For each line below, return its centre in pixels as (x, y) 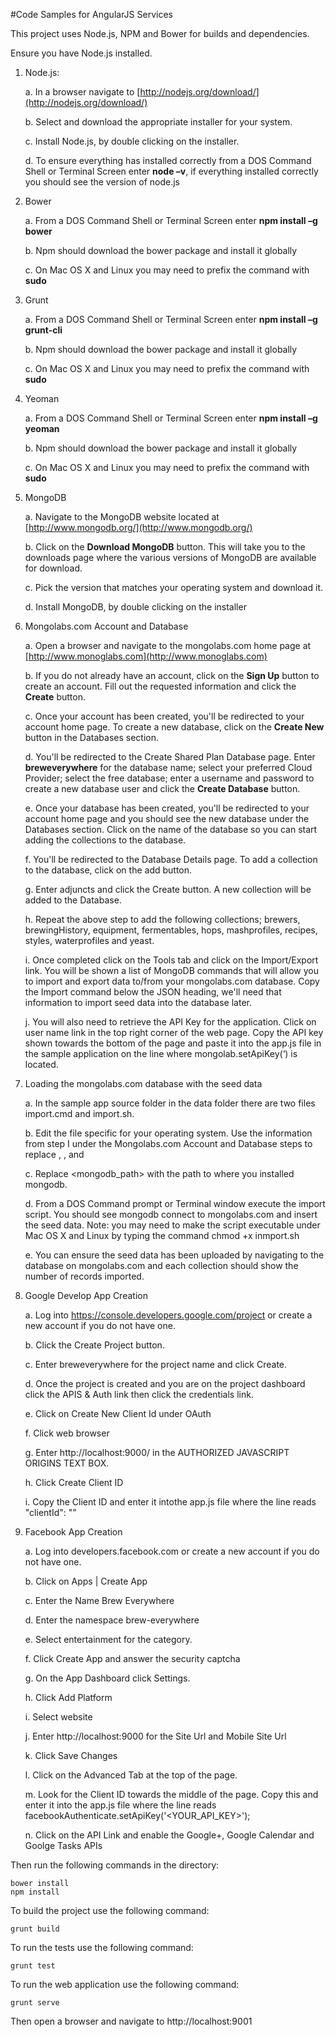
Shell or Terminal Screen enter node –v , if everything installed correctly (171, 171)
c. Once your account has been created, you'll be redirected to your (164, 716)
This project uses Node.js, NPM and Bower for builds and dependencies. (160, 33)
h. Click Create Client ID (74, 1482)
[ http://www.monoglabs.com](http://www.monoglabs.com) (146, 656)
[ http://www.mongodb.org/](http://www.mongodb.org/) (138, 527)
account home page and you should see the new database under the (167, 818)
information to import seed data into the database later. (138, 1002)
